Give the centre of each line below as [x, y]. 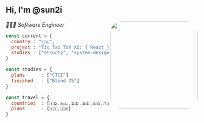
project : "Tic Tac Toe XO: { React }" [62, 47]
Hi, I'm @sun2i [34, 10]
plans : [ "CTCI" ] [40, 76]
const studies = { [29, 69]
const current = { [29, 36]
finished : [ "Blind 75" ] [45, 81]
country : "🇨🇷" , [33, 41]
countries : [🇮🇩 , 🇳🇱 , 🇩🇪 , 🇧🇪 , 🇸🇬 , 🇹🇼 [61, 103]
